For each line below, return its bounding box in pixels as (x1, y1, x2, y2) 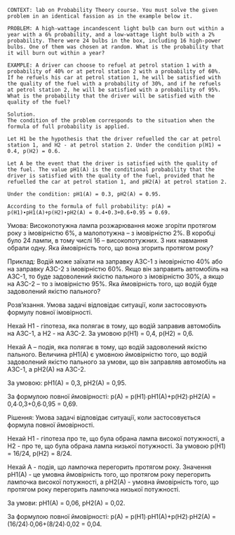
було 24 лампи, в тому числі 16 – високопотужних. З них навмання (7, 236, 208, 245)
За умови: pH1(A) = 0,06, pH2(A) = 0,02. (7, 499, 126, 507)
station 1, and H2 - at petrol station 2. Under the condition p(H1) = (7, 142, 221, 149)
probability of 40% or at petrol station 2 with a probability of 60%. (7, 68, 221, 75)
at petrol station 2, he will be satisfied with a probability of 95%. (7, 86, 221, 93)
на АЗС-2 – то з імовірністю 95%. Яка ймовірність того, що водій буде (7, 280, 217, 287)
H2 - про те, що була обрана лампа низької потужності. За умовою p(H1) (7, 442, 226, 450)
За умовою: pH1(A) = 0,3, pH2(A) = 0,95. (7, 379, 127, 387)
